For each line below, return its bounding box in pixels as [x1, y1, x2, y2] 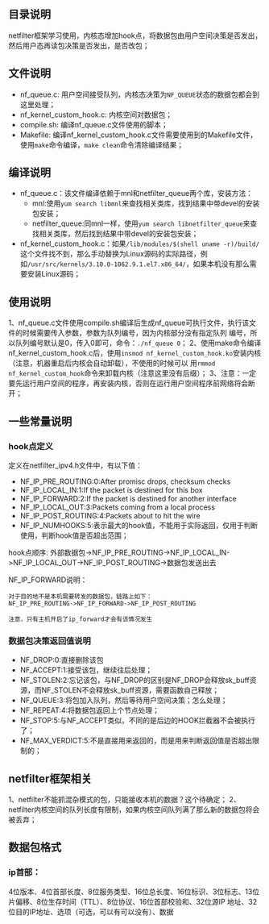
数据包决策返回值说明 [8, 635, 91, 647]
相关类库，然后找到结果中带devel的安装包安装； [39, 229, 199, 239]
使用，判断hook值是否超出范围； [19, 531, 129, 540]
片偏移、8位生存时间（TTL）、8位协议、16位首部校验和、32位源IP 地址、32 [8, 897, 258, 906]
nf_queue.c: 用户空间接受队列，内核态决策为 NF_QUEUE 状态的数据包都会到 [19, 89, 260, 99]
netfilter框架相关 [8, 772, 93, 785]
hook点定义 [8, 440, 54, 452]
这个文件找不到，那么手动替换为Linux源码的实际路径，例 [19, 249, 208, 259]
